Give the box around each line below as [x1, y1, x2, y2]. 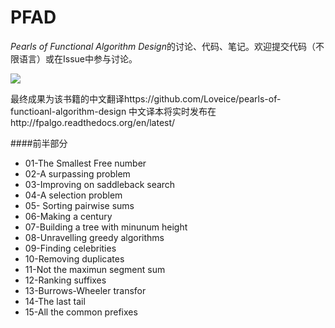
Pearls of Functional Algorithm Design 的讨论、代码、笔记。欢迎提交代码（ [10, 40, 316, 52]
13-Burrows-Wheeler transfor [24, 284, 147, 296]
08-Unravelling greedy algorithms [24, 231, 165, 243]
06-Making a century [24, 210, 113, 222]
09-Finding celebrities [24, 242, 117, 254]
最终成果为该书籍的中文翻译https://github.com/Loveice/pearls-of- [10, 92, 282, 105]
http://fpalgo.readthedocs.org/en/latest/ [10, 116, 176, 128]
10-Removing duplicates [24, 252, 125, 265]
